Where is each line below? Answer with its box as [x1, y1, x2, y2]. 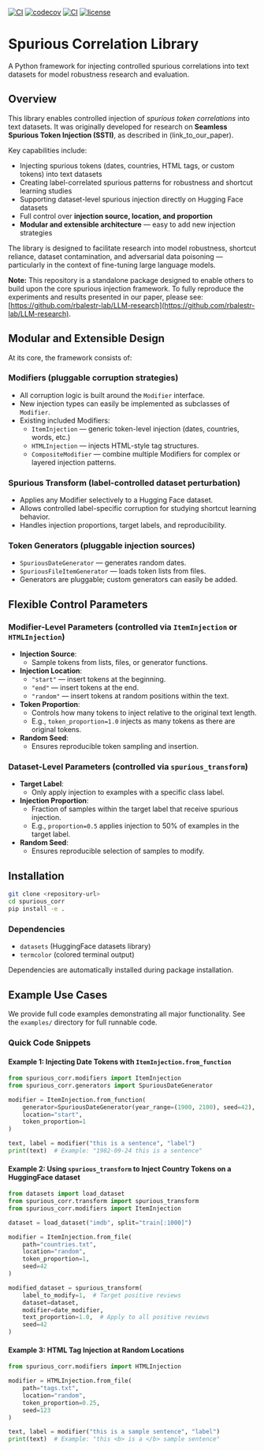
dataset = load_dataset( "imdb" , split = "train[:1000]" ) [8, 1219, 192, 1227]
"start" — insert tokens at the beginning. [31, 675, 166, 684]
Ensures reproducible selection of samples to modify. [31, 846, 205, 856]
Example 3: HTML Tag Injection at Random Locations [8, 1345, 185, 1355]
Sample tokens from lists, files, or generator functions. [31, 658, 208, 667]
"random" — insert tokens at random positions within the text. [31, 691, 229, 701]
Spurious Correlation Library [8, 36, 199, 53]
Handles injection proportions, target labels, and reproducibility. [19, 521, 227, 530]
